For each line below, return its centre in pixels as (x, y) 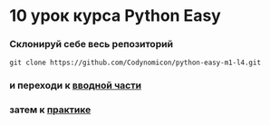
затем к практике (50, 110)
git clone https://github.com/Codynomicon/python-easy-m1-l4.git (135, 63)
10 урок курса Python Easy (116, 16)
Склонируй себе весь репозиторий (92, 44)
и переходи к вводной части (76, 85)
